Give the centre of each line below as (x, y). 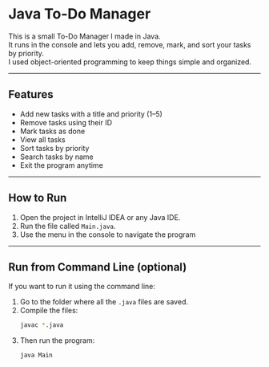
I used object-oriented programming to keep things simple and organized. (130, 62)
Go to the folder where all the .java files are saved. (104, 302)
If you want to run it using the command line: (82, 287)
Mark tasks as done (52, 131)
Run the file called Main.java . (68, 226)
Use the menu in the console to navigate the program (108, 234)
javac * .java (42, 325)
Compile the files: (49, 311)
